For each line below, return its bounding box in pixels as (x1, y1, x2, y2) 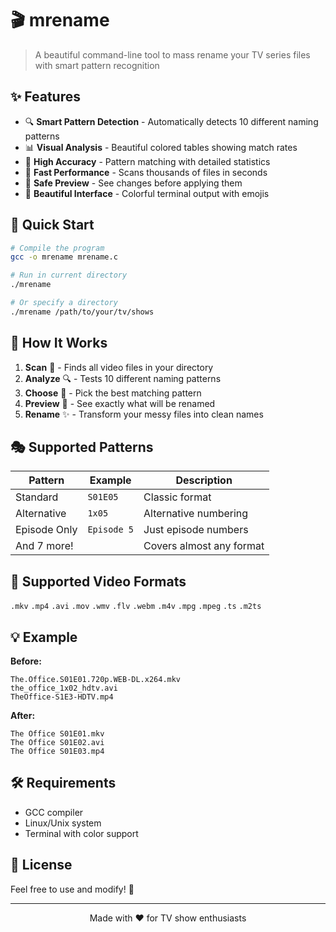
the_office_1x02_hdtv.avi (10, 683, 118, 694)
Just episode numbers (143, 523, 249, 537)
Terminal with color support (24, 827, 139, 839)
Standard (15, 490, 59, 504)
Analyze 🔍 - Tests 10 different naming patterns (24, 372, 222, 384)
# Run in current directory (10, 270, 128, 281)
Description (175, 473, 233, 487)
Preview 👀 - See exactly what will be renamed (24, 397, 216, 409)
